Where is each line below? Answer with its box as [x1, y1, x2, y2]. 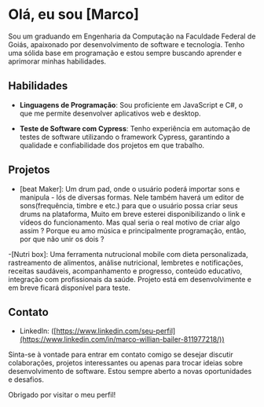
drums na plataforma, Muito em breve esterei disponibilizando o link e [19, 209, 246, 218]
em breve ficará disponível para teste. [8, 283, 131, 292]
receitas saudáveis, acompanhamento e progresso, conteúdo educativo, [8, 266, 243, 276]
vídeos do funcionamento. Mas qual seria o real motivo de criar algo [19, 218, 240, 227]
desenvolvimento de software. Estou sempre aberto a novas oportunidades [8, 367, 252, 376]
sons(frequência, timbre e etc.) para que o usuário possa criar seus [19, 200, 238, 210]
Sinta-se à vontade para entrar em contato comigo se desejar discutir [8, 350, 233, 359]
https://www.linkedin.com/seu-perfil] [56, 326, 176, 335]
